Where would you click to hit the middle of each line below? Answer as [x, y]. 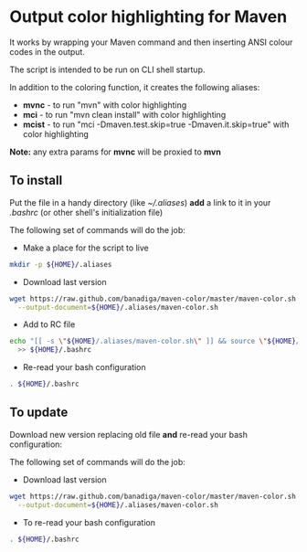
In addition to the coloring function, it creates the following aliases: [135, 87]
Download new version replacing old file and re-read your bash [129, 434]
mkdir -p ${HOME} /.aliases [61, 264]
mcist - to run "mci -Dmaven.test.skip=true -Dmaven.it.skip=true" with [156, 124]
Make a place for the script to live [85, 248]
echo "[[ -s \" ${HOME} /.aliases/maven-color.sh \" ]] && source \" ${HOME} [153, 341]
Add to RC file [49, 324]
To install [36, 180]
